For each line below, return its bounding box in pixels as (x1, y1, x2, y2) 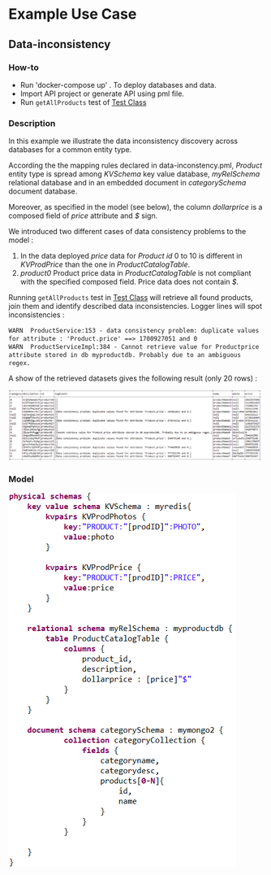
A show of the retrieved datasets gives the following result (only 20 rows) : (8, 373, 258, 383)
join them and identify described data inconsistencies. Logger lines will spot (8, 302, 262, 311)
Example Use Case (8, 5, 137, 24)
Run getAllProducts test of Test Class (19, 97, 147, 107)
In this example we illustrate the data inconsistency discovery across (8, 136, 238, 146)
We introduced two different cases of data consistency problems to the (8, 227, 247, 237)
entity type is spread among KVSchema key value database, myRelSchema (8, 169, 260, 179)
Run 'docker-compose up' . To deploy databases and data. (19, 80, 217, 89)
